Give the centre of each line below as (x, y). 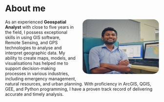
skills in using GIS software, (33, 37)
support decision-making (31, 68)
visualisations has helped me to (37, 63)
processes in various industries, (37, 73)
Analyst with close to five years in (40, 27)
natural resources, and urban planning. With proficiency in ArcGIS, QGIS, (78, 84)
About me (25, 8)
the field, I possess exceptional (36, 32)
